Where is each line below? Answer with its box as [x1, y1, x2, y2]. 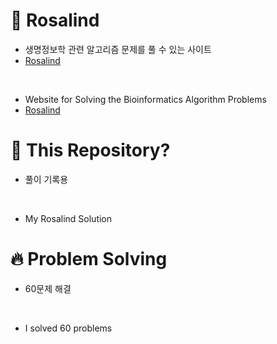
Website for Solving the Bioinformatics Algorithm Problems [24, 93, 267, 105]
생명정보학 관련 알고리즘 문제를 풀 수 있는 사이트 [24, 43, 212, 55]
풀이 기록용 [24, 173, 69, 185]
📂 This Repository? [10, 139, 171, 162]
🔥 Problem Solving [10, 248, 168, 271]
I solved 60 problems [24, 322, 113, 334]
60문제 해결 [24, 282, 72, 294]
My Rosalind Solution [24, 212, 113, 224]
